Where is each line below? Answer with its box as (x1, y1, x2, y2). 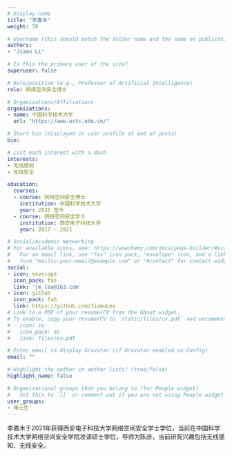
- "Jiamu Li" (7, 48, 45, 55)
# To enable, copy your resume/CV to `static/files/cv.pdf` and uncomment (7, 315, 227, 322)
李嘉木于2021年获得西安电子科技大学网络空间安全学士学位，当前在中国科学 (7, 424, 221, 433)
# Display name (7, 10, 51, 17)
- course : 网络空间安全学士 (13, 213, 86, 220)
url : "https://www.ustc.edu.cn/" (13, 118, 110, 125)
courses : (13, 187, 39, 194)
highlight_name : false (7, 372, 72, 379)
